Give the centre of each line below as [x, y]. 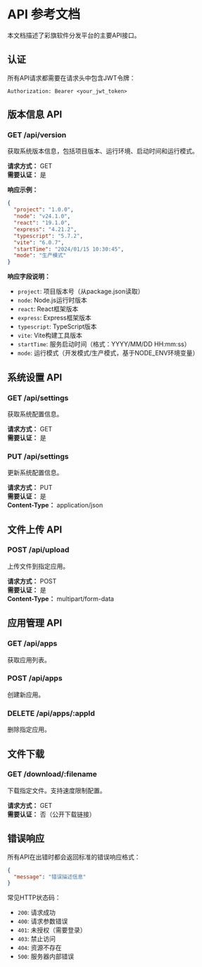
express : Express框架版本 [54, 318]
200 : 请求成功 [37, 913]
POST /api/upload [38, 550]
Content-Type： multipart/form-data [61, 598]
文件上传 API [35, 530]
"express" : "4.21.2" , [45, 229]
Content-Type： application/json [55, 505]
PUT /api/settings [38, 456]
